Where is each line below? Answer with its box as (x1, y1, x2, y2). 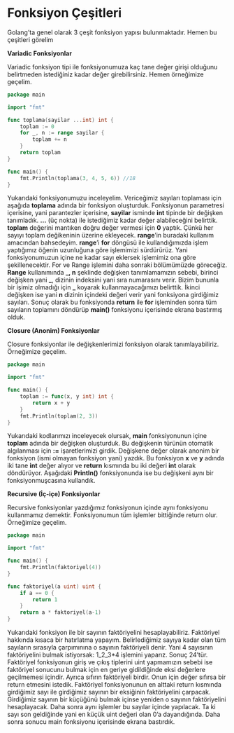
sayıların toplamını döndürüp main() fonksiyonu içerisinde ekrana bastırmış (7, 306, 223, 314)
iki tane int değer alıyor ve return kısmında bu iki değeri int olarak (7, 461, 196, 470)
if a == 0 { (20, 589, 54, 596)
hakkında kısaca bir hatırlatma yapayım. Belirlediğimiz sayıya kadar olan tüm (7, 636, 226, 644)
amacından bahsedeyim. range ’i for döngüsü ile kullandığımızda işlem (7, 238, 209, 247)
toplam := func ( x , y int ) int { (20, 393, 114, 400)
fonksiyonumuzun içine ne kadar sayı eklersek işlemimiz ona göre (7, 254, 196, 262)
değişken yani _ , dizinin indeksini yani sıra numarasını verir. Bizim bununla (7, 275, 219, 285)
